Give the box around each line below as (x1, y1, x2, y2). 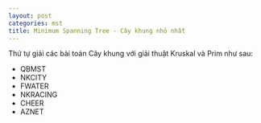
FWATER (19, 81, 49, 91)
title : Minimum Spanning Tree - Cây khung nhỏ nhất (8, 27, 185, 35)
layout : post (8, 11, 52, 20)
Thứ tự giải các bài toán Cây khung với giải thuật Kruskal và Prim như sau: (8, 49, 254, 59)
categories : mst (8, 19, 63, 27)
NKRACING (19, 90, 58, 100)
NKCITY (19, 73, 48, 83)
